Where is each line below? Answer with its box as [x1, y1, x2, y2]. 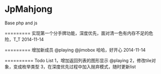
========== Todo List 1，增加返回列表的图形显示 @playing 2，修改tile [4, 57, 152, 63]
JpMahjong [4, 3, 53, 15]
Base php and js [4, 20, 38, 26]
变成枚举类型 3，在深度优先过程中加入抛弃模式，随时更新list [13, 64, 136, 70]
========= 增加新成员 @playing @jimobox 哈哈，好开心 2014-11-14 [4, 47, 146, 53]
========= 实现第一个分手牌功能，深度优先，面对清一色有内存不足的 [4, 30, 149, 36]
